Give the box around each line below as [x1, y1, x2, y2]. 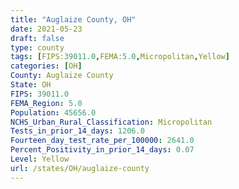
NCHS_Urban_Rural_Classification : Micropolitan [10, 117, 213, 127]
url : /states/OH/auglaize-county [10, 163, 150, 173]
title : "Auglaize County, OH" [10, 14, 137, 25]
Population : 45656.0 [10, 107, 97, 118]
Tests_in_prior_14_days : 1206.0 [10, 126, 145, 136]
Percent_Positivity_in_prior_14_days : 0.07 [10, 145, 195, 155]
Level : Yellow [10, 154, 70, 164]
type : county [10, 42, 65, 53]
